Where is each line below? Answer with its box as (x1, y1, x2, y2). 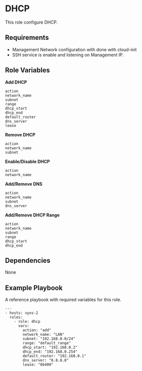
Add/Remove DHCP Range (5, 212, 60, 218)
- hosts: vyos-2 (5, 310, 38, 315)
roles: (9, 315, 23, 320)
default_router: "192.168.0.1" (23, 354, 87, 359)
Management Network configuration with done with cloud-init (12, 46, 137, 52)
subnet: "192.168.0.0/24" (23, 337, 76, 341)
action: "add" (23, 328, 51, 333)
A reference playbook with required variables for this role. (5, 297, 121, 303)
